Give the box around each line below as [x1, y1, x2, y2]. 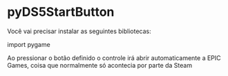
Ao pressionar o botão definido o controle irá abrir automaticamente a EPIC [7, 53, 221, 62]
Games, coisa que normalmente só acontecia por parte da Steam [7, 61, 192, 69]
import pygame [7, 40, 50, 48]
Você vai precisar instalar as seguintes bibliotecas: [7, 27, 152, 35]
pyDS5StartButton [7, 4, 115, 20]
